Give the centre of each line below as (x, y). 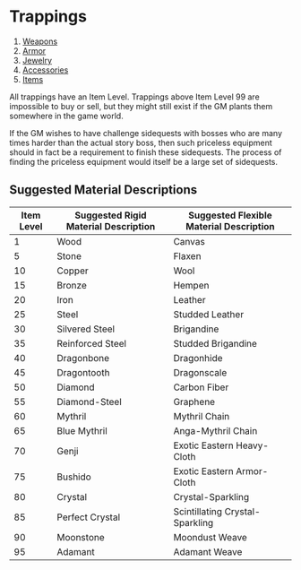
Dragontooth (83, 372)
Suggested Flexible (230, 215)
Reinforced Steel (92, 343)
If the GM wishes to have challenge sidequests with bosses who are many (146, 133)
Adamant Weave (208, 551)
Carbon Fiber (201, 387)
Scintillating (198, 511)
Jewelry (37, 60)
